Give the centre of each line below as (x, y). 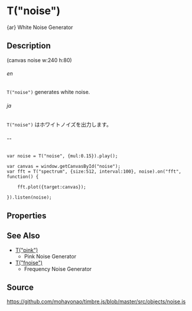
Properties (27, 216)
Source (20, 287)
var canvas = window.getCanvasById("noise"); (64, 167)
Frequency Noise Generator (58, 269)
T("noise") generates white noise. (48, 92)
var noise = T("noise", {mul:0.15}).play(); (62, 156)
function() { (23, 177)
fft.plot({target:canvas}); (52, 187)
